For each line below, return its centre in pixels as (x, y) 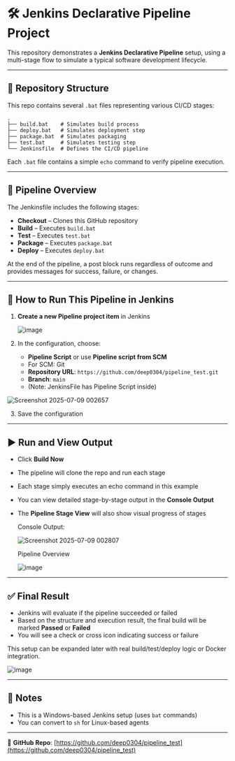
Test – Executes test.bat (54, 235)
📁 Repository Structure (58, 88)
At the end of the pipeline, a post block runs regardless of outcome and (110, 263)
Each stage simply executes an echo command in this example (108, 486)
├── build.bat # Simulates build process (73, 124)
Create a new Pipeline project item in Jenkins (84, 317)
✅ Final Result (38, 596)
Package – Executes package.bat (65, 242)
